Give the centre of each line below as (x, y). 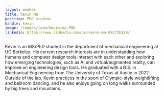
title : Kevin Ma (22, 14)
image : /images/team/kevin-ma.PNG (40, 28)
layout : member (21, 10)
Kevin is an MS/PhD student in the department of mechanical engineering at (82, 47)
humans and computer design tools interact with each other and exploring (80, 57)
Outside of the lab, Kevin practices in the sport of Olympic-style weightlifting (82, 78)
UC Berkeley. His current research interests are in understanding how (75, 52)
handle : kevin (20, 23)
